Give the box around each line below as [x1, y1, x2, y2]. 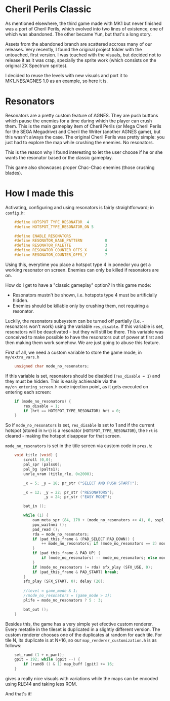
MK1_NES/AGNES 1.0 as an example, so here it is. [5, 78, 108, 84]
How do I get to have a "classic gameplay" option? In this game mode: [5, 282, 151, 288]
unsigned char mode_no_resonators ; [14, 363, 90, 369]
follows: [5, 642, 22, 648]
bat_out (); [23, 607, 49, 612]
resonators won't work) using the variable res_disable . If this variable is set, [5, 323, 164, 329]
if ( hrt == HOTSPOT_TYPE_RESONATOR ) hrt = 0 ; [23, 408, 121, 413]
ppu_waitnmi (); [32, 522, 67, 527]
